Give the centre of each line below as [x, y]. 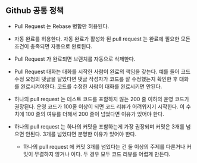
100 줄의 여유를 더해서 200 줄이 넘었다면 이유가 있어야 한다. [95, 114]
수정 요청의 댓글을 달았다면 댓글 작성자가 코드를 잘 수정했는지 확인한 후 [96, 79]
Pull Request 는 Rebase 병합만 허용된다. [62, 26]
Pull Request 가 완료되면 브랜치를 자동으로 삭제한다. [75, 59]
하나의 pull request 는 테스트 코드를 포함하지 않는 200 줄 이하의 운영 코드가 [102, 99]
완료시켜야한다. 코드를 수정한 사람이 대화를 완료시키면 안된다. [91, 86]
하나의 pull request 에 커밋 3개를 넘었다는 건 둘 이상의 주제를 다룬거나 [104, 146]
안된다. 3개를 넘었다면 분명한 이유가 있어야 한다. [81, 134]
